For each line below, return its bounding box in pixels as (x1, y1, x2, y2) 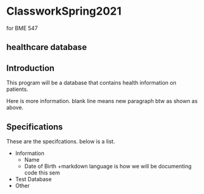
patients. (6, 85, 29, 93)
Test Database (15, 175, 52, 182)
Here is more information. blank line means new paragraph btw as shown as (6, 98, 198, 105)
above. (6, 104, 24, 111)
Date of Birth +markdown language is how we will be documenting (24, 162, 192, 170)
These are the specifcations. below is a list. (6, 137, 115, 145)
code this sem (24, 169, 60, 176)
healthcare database (6, 42, 87, 52)
